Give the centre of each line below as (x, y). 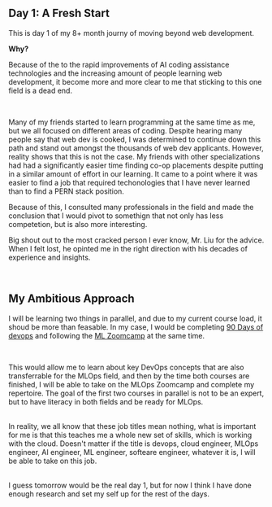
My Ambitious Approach (72, 299)
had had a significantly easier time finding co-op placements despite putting (136, 165)
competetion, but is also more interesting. (78, 224)
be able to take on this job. (53, 461)
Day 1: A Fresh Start (59, 13)
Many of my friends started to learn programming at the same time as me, (132, 122)
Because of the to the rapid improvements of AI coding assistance (119, 64)
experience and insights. (50, 257)
